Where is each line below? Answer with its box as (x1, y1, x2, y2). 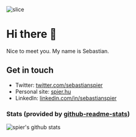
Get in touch (6, 65, 54, 76)
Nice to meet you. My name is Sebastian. (6, 47, 110, 54)
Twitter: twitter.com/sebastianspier (15, 81, 103, 89)
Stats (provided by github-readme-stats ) (6, 109, 130, 118)
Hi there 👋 (6, 28, 57, 41)
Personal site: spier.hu (15, 87, 71, 95)
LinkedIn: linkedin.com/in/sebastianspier (15, 94, 117, 102)
